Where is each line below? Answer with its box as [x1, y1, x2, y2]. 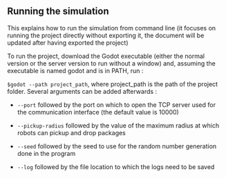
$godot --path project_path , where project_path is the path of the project [7, 79, 218, 88]
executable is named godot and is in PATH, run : [7, 66, 144, 75]
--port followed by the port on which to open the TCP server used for [17, 100, 216, 109]
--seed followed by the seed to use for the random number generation [17, 141, 217, 150]
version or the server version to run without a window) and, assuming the [7, 59, 216, 68]
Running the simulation [7, 6, 109, 17]
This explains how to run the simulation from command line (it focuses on [7, 23, 216, 32]
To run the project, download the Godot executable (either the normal [7, 52, 205, 60]
